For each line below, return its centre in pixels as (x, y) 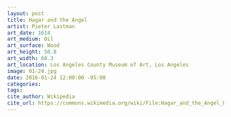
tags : (15, 90)
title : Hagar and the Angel (47, 20)
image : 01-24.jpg (32, 71)
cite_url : (21, 103)
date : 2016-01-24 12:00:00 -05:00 (57, 77)
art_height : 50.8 (32, 52)
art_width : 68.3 (30, 58)
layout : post (26, 13)
